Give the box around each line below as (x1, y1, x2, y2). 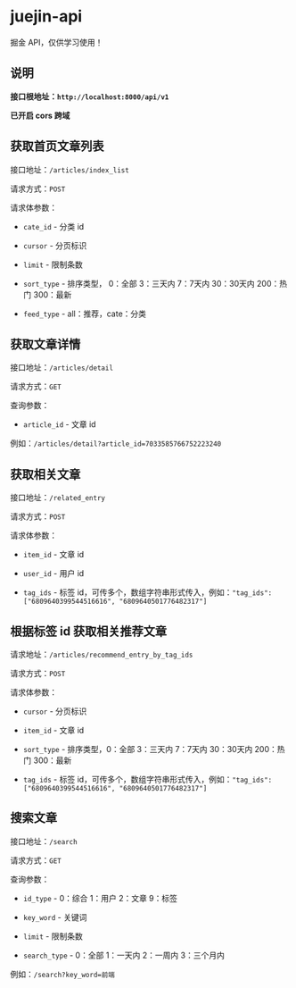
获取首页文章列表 (10, 138, 104, 154)
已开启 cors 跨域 (10, 110, 70, 121)
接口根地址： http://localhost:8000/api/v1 (10, 91, 169, 102)
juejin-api (10, 6, 83, 27)
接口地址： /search (10, 835, 78, 846)
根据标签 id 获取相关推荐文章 (10, 624, 168, 639)
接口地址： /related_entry (10, 492, 106, 503)
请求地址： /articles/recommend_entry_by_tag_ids (10, 649, 193, 659)
